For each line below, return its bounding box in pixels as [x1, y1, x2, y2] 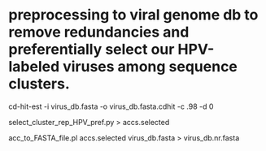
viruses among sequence [62, 58, 238, 76]
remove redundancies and [8, 23, 190, 41]
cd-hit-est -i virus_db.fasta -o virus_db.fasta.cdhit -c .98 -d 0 [8, 101, 214, 111]
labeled [8, 58, 60, 76]
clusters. [8, 75, 71, 93]
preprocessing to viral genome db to [8, 6, 259, 24]
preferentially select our [8, 41, 175, 58]
